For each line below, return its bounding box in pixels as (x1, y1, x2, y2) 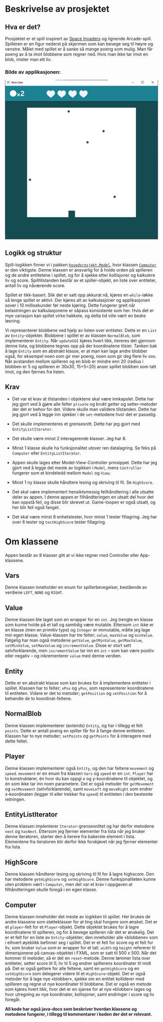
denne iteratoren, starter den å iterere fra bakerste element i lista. (5, 834, 136, 840)
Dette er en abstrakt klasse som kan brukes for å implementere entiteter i (5, 680, 151, 686)
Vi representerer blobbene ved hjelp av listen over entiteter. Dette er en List (5, 327, 157, 333)
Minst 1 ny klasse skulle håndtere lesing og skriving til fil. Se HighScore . (12, 479, 154, 485)
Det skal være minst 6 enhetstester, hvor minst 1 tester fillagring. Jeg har (12, 513, 157, 520)
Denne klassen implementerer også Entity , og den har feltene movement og (5, 765, 154, 771)
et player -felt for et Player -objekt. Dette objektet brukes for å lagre (5, 924, 139, 930)
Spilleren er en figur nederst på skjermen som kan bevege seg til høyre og (5, 41, 153, 47)
